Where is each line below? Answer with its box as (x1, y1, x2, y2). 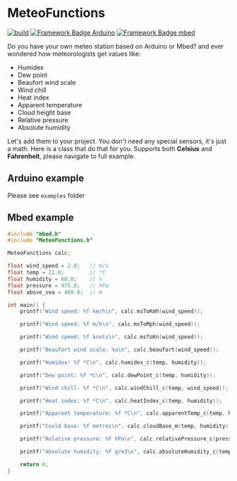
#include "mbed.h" (7, 230, 61, 237)
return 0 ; (20, 461, 49, 468)
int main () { (7, 302, 46, 309)
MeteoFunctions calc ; (7, 249, 71, 257)
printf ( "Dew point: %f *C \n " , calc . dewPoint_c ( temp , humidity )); (20, 372, 217, 379)
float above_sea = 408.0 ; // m (7, 288, 102, 296)
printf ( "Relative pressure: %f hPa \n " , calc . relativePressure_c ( (20, 436, 217, 443)
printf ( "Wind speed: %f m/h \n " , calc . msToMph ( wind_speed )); (20, 321, 200, 328)
